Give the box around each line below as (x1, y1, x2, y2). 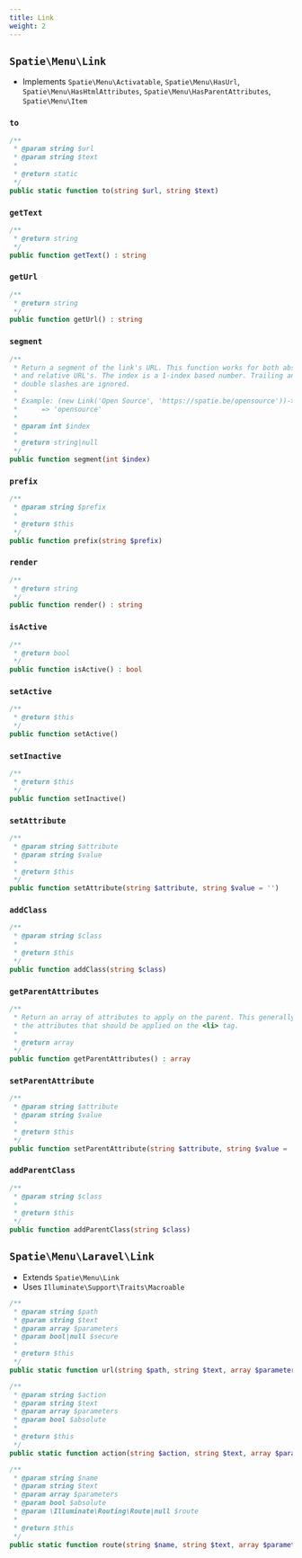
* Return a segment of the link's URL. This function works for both (13, 363, 280, 372)
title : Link (9, 13, 54, 22)
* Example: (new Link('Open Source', (13, 396, 155, 405)
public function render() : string (9, 601, 143, 610)
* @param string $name (13, 1473, 99, 1482)
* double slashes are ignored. (13, 379, 130, 389)
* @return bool (13, 648, 70, 657)
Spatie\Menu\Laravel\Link (9, 1251, 155, 1263)
